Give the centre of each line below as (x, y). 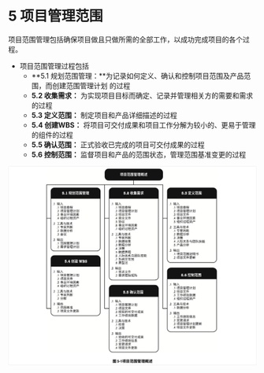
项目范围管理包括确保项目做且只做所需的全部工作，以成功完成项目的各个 (125, 39)
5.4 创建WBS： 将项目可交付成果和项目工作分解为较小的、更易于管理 (143, 125)
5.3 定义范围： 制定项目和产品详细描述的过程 (104, 115)
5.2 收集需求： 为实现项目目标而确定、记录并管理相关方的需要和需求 (142, 95)
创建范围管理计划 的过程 (91, 85)
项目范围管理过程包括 (54, 66)
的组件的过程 (52, 135)
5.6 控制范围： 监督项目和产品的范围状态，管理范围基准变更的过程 (139, 154)
